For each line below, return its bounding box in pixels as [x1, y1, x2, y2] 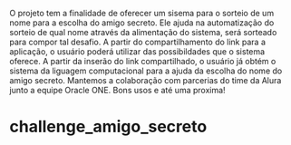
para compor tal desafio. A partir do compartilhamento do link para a [9, 36, 266, 47]
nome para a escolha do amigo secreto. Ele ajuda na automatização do [9, 17, 275, 28]
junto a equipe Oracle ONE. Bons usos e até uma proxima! [9, 85, 226, 95]
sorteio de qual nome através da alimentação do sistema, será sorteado [9, 27, 277, 37]
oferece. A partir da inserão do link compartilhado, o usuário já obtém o [9, 56, 276, 66]
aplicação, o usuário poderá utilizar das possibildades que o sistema [9, 46, 266, 57]
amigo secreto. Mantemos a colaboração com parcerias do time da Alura [9, 75, 282, 85]
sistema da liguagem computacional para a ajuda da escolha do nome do [9, 65, 283, 76]
